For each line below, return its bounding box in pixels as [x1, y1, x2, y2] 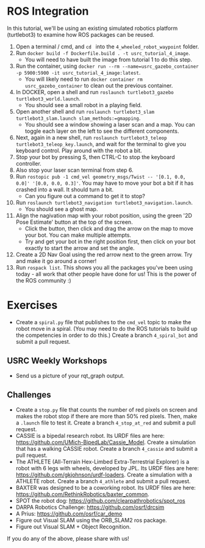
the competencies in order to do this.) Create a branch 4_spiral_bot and [15, 331, 198, 339]
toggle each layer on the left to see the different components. [24, 127, 179, 135]
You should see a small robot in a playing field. [24, 101, 142, 108]
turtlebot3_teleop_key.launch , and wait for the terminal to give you [15, 140, 187, 147]
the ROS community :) [15, 276, 72, 284]
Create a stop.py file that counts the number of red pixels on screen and [15, 405, 198, 413]
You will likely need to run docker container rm [24, 75, 143, 83]
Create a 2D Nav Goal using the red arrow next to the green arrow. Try [15, 251, 193, 258]
